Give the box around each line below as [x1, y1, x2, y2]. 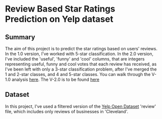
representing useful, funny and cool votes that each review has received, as [5, 61, 157, 67]
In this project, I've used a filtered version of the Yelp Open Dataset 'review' [5, 103, 156, 109]
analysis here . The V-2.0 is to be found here [12, 76, 99, 82]
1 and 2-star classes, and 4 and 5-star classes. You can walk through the [5, 72, 151, 77]
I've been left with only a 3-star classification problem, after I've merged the [5, 66, 157, 72]
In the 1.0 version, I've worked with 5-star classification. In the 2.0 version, [5, 51, 154, 57]
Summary [5, 33, 35, 41]
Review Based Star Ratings [5, 3, 115, 15]
